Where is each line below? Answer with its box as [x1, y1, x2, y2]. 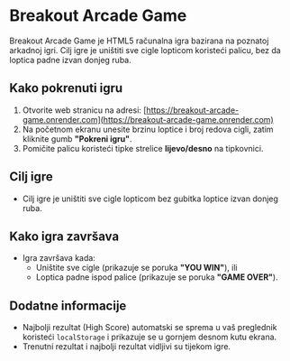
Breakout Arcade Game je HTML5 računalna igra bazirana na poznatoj [9, 35, 269, 46]
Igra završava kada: [22, 253, 96, 264]
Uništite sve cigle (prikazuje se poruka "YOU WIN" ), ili [35, 263, 238, 273]
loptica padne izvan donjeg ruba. [9, 54, 132, 65]
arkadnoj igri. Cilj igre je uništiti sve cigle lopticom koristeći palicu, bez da [9, 44, 281, 55]
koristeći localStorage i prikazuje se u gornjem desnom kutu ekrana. [22, 331, 277, 343]
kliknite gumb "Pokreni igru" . [22, 133, 132, 144]
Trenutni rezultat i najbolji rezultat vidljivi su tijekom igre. [22, 341, 231, 352]
